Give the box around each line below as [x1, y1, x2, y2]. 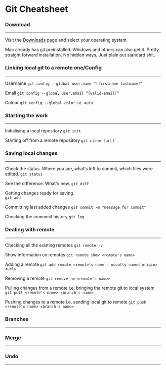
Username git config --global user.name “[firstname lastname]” [5, 80, 143, 86]
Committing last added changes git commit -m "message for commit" [5, 204, 147, 210]
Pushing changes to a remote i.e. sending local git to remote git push [5, 299, 147, 305]
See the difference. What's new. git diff [5, 181, 89, 186]
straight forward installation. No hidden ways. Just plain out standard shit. [5, 52, 156, 58]
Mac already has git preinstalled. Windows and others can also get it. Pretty [5, 47, 159, 53]
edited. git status [5, 171, 43, 177]
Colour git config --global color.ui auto [5, 99, 93, 105]
